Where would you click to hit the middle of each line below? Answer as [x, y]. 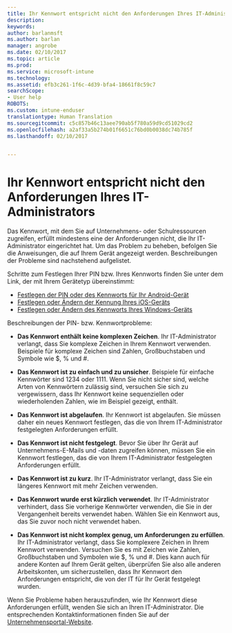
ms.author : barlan [33, 40]
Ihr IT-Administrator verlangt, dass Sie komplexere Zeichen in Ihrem [113, 542]
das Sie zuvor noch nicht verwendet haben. [79, 521]
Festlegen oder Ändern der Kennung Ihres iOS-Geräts [94, 302]
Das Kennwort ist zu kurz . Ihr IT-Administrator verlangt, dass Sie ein [115, 478]
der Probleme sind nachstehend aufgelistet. [69, 261]
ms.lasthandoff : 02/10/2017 [48, 136]
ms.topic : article [33, 59]
